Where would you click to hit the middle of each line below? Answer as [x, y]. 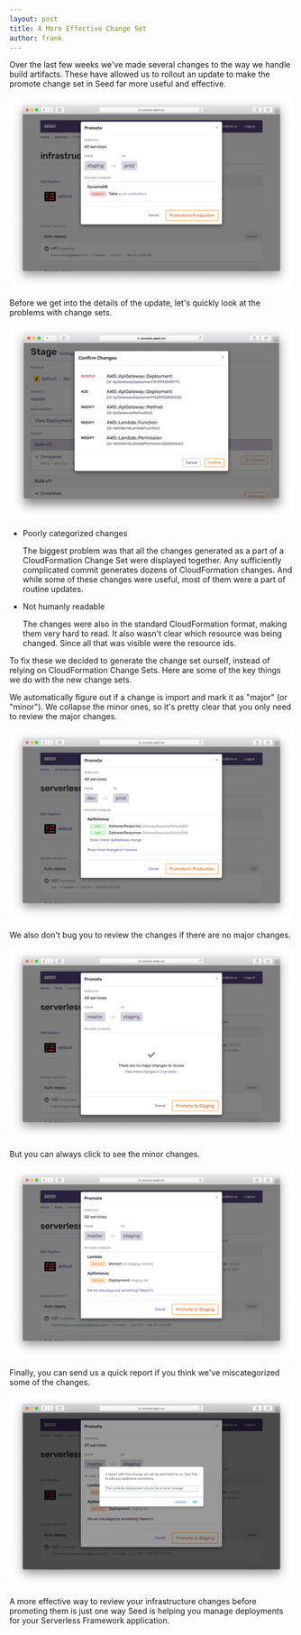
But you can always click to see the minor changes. [105, 1154]
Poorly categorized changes [75, 533]
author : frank [36, 38]
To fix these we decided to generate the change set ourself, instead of [140, 660]
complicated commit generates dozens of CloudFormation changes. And [157, 570]
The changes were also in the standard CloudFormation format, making [155, 624]
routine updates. [53, 589]
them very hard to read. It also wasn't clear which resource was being [152, 633]
